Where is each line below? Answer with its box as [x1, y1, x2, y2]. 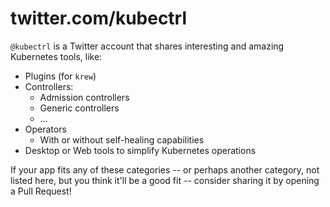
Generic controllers [39, 102, 120, 114]
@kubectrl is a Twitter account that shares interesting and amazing [10, 40, 285, 52]
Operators [24, 123, 67, 135]
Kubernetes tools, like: [10, 50, 103, 62]
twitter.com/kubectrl [10, 7, 188, 30]
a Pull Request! [10, 185, 72, 197]
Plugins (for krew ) [24, 70, 97, 82]
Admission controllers [39, 91, 130, 103]
